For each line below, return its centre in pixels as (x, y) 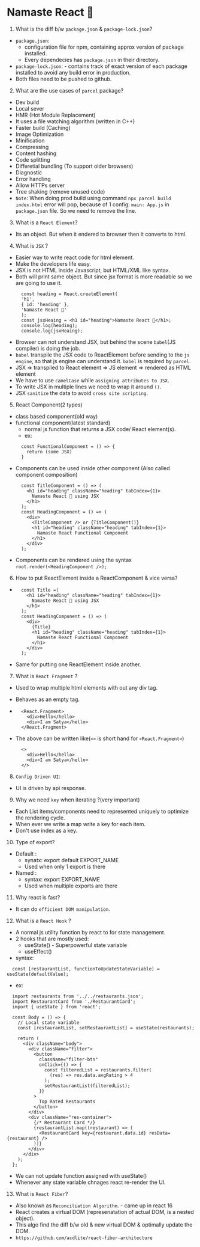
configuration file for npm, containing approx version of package (104, 47)
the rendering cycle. (40, 818)
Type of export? (35, 842)
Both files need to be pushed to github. (63, 79)
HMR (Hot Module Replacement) (55, 115)
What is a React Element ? (47, 222)
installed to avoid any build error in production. (73, 72)
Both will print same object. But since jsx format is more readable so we (104, 277)
